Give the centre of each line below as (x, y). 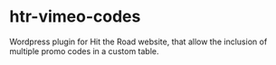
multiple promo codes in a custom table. (84, 51)
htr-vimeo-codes (75, 17)
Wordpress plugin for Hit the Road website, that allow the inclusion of (138, 42)
